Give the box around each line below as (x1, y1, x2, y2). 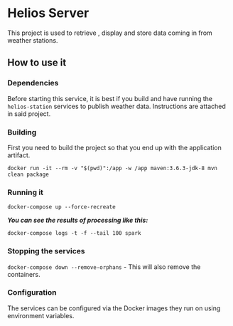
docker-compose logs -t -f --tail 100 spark (7, 230, 141, 237)
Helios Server (7, 5, 90, 21)
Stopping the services (7, 246, 85, 256)
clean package (7, 171, 50, 178)
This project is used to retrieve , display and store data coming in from (7, 28, 213, 37)
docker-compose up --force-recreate (7, 204, 116, 211)
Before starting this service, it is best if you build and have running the (7, 94, 213, 102)
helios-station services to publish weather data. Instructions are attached (7, 102, 226, 110)
